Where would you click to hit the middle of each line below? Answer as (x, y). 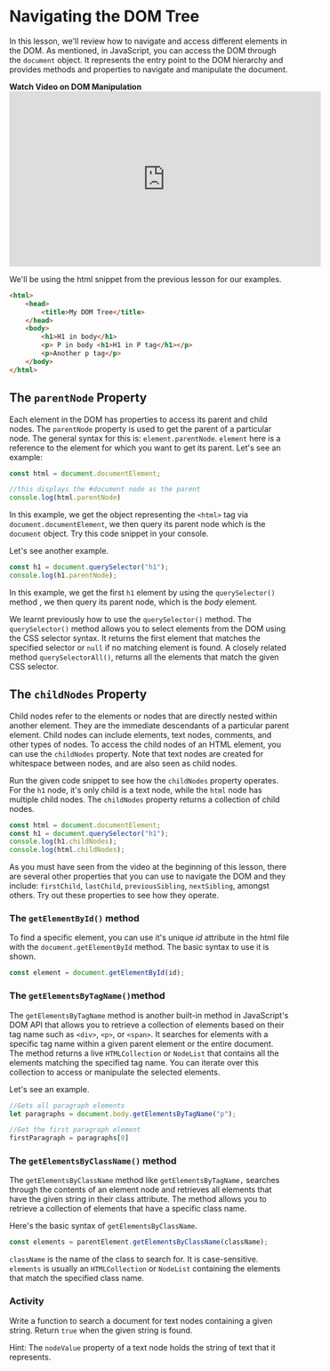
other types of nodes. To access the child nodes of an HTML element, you (145, 744)
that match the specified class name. (77, 1278)
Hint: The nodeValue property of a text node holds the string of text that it (142, 1347)
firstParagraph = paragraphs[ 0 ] (69, 1138)
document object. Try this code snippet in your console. (109, 534)
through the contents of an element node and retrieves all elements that (141, 1189)
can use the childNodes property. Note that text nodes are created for (137, 753)
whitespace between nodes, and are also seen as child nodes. (123, 763)
